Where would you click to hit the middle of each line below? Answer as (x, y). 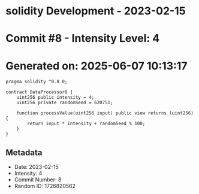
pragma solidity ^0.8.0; (37, 82)
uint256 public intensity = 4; (55, 98)
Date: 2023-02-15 (37, 167)
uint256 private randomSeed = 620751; (65, 103)
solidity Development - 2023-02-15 (96, 11)
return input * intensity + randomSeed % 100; (86, 124)
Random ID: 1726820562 (45, 186)
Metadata (24, 152)
